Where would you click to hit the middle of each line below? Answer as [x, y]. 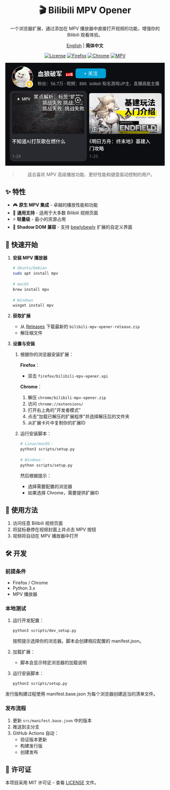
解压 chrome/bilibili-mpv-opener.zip [67, 398]
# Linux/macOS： [37, 444]
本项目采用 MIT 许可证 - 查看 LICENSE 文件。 [52, 783]
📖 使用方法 [22, 510]
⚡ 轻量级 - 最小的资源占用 [39, 219]
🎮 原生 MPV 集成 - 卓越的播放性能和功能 [55, 205]
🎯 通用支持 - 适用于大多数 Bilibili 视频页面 [55, 213]
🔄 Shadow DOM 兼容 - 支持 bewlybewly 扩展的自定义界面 [72, 227]
